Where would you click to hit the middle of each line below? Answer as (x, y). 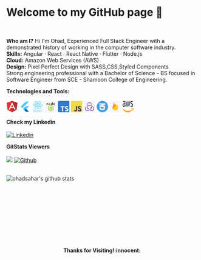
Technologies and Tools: (38, 91)
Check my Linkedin (31, 122)
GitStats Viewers (28, 146)
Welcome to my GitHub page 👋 (84, 12)
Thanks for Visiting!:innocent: (102, 250)
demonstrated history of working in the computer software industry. (91, 47)
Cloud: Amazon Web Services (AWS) (53, 60)
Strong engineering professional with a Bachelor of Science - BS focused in (101, 73)
